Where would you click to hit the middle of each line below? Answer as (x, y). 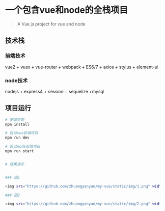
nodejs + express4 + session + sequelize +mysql (55, 91)
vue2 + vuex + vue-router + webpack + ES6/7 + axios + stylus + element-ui (82, 67)
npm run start (20, 151)
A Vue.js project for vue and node (51, 24)
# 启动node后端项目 (23, 147)
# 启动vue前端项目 (22, 133)
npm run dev (17, 138)
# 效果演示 (15, 164)
